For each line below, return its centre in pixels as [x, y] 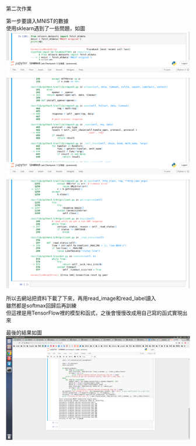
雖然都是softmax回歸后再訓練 [41, 306]
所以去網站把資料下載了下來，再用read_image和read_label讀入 [81, 298]
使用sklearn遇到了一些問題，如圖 [46, 28]
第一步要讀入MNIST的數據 [37, 21]
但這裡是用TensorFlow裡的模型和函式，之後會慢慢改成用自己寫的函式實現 [94, 313]
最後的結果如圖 [24, 333]
